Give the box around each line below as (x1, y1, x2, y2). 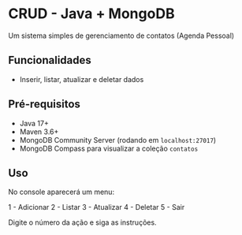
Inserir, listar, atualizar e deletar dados (19, 74, 144, 84)
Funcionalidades (8, 54, 92, 67)
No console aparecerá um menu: (8, 187, 115, 197)
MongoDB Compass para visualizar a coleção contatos (19, 144, 199, 153)
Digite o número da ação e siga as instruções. (8, 218, 157, 227)
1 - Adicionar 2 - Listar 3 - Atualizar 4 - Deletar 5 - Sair (8, 203, 185, 212)
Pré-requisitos (8, 98, 81, 111)
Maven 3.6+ (19, 127, 59, 136)
